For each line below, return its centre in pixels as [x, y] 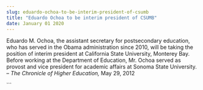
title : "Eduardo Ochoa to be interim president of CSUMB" [82, 18]
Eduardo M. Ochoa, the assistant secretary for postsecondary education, [98, 41]
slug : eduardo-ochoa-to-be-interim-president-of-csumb [78, 12]
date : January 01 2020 [35, 23]
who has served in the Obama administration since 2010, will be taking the [100, 47]
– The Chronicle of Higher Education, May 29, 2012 [71, 73]
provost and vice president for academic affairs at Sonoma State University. [102, 67]
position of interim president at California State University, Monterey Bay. [98, 54]
